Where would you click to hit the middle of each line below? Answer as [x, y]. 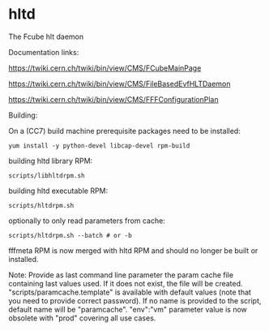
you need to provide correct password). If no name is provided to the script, [135, 300]
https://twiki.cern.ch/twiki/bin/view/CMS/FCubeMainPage [105, 68]
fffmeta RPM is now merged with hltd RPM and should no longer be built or [133, 250]
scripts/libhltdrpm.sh [47, 175]
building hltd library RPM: [51, 161]
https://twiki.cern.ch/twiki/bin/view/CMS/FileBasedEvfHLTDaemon [120, 84]
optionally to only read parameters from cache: [87, 221]
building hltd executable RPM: [58, 191]
